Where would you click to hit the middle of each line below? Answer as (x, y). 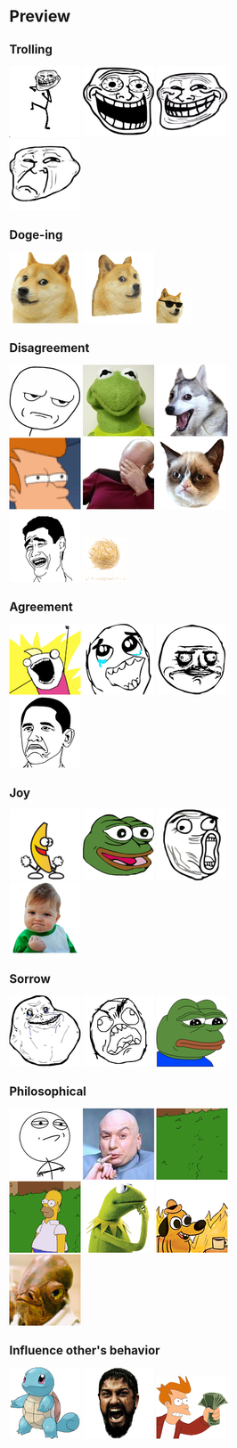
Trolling (31, 49)
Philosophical (48, 1092)
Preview (40, 16)
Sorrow (30, 979)
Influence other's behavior (85, 1350)
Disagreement (49, 348)
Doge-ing (36, 235)
